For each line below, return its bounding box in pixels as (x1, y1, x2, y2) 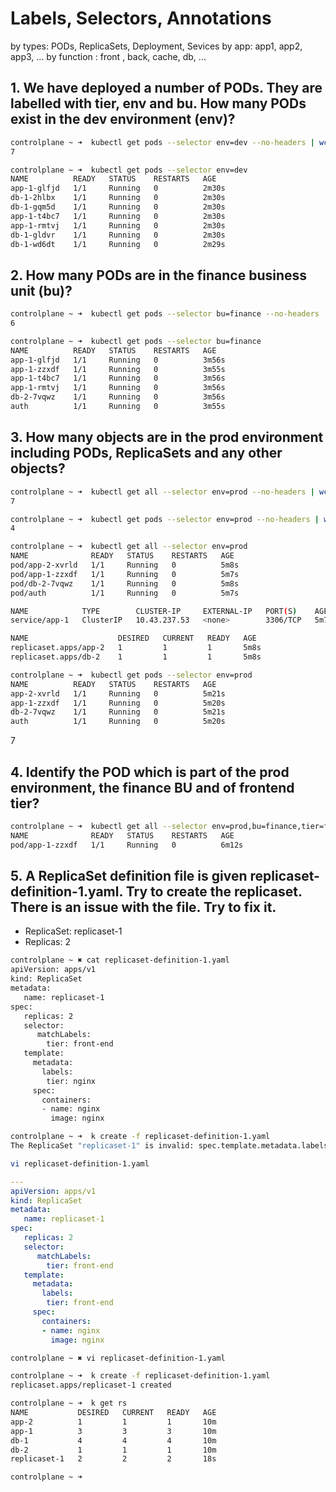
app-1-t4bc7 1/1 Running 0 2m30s (10, 211, 226, 221)
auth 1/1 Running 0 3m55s (10, 402, 226, 412)
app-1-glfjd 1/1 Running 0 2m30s (10, 183, 226, 194)
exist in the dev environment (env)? (10, 111, 236, 128)
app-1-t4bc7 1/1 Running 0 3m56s (10, 373, 226, 384)
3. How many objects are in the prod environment (10, 429, 324, 446)
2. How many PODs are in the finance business (10, 267, 308, 284)
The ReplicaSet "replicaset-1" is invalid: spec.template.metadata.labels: (10, 1141, 333, 1151)
